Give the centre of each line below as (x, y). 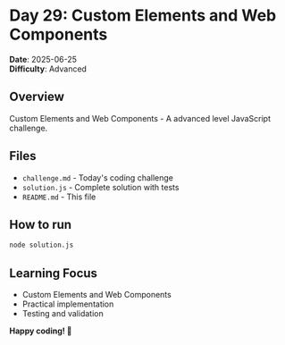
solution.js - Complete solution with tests (101, 187)
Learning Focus (54, 273)
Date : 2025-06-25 (43, 59)
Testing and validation (63, 314)
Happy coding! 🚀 (41, 331)
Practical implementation (68, 304)
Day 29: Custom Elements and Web (143, 16)
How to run (41, 224)
